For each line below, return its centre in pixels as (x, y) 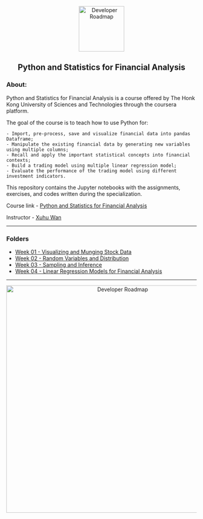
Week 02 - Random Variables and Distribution (72, 258)
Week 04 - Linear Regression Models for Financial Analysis (89, 271)
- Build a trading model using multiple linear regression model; (92, 166)
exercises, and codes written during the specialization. (74, 193)
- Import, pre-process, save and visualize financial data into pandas (98, 133)
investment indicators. (36, 176)
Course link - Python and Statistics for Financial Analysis (77, 206)
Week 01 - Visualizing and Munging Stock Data (73, 252)
